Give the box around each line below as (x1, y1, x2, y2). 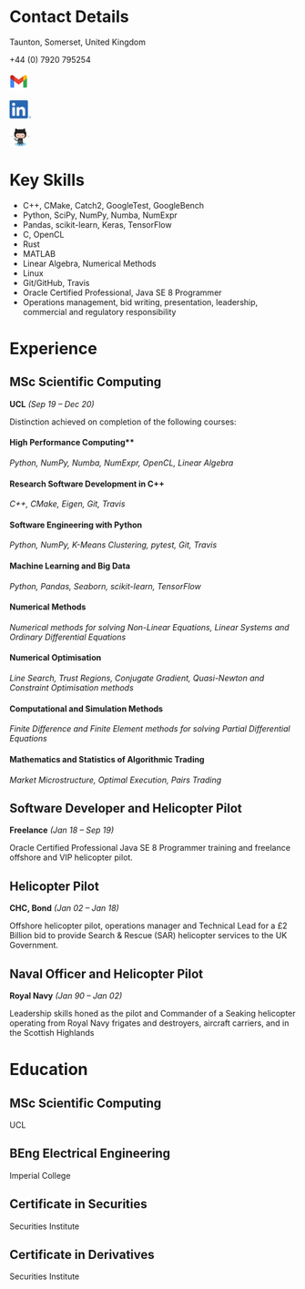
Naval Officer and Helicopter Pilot (9, 966, 203, 981)
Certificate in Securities (9, 1196, 147, 1212)
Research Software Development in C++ (9, 478, 165, 489)
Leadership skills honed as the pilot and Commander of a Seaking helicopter (9, 1008, 296, 1018)
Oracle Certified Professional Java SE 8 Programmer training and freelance (9, 843, 291, 854)
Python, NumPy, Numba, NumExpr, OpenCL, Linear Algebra (9, 457, 234, 468)
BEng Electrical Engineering (9, 1146, 171, 1161)
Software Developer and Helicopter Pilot (9, 800, 243, 816)
